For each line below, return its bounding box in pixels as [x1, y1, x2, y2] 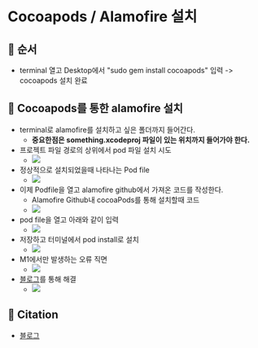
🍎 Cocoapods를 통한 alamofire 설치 [7, 102, 184, 115]
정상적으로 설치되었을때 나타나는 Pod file [19, 164, 150, 175]
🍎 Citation [7, 308, 59, 322]
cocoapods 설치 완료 [19, 76, 88, 85]
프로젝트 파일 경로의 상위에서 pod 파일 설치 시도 [19, 145, 172, 154]
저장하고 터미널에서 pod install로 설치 [19, 234, 139, 244]
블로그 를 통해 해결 [19, 274, 77, 284]
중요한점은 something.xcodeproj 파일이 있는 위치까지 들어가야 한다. [31, 135, 250, 145]
